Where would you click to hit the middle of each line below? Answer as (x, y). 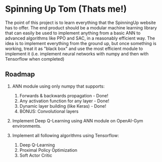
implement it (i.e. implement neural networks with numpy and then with (77, 54)
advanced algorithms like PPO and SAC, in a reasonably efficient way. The (80, 38)
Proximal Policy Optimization (48, 150)
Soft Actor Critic (36, 155)
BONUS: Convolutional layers (49, 111)
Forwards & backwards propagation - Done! (64, 95)
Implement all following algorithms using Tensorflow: (66, 135)
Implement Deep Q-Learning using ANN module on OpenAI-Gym (78, 120)
